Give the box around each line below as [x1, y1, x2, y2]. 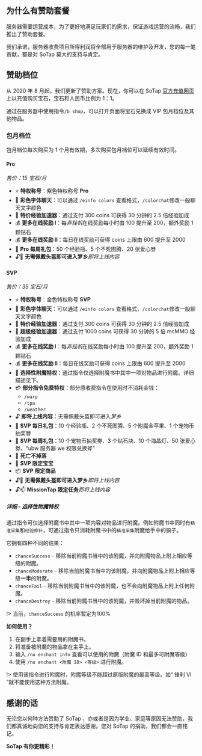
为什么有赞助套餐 [6, 5, 70, 16]
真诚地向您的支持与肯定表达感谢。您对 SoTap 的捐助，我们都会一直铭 [16, 722, 188, 730]
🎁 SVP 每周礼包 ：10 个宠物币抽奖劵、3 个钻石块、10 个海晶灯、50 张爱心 [14, 437, 196, 444]
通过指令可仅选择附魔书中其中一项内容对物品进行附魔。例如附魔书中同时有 [6, 519, 191, 526]
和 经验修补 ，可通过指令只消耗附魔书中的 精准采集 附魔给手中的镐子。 [19, 527, 182, 534]
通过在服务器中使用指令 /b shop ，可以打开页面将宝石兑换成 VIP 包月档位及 [6, 107, 189, 114]
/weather [23, 407, 46, 413]
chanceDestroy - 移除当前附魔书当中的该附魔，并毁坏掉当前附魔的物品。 [14, 597, 193, 604]
